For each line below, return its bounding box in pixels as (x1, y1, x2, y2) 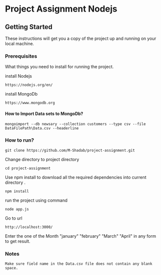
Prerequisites (5, 52, 37, 59)
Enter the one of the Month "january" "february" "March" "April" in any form (5, 233, 156, 239)
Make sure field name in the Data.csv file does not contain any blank (5, 261, 152, 266)
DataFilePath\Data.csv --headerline (5, 126, 79, 130)
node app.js (5, 207, 29, 211)
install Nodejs (5, 73, 32, 79)
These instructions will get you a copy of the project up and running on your (5, 35, 156, 41)
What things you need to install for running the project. (5, 64, 114, 70)
